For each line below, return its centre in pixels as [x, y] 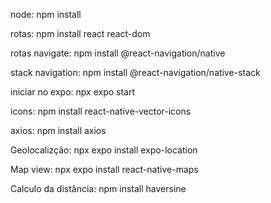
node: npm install [46, 14]
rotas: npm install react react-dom [80, 33]
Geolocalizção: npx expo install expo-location [104, 150]
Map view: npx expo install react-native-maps [104, 169]
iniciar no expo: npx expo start [73, 92]
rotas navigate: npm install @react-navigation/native [118, 53]
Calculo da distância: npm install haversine [98, 188]
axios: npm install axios [58, 130]
